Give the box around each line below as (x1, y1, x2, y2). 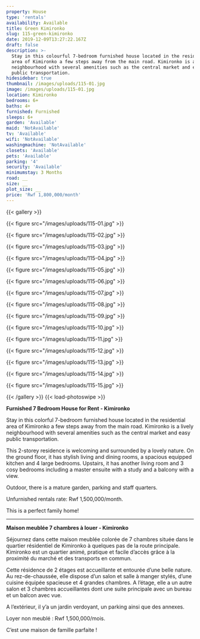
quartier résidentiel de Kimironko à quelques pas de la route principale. (6, 542, 180, 549)
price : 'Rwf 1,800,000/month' (6, 192, 82, 197)
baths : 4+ (6, 103, 31, 109)
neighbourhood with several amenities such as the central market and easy (6, 429, 190, 436)
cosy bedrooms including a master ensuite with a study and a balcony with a (6, 466, 194, 473)
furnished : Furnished (6, 109, 60, 115)
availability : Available (6, 20, 68, 26)
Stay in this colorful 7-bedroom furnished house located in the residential (6, 416, 186, 424)
